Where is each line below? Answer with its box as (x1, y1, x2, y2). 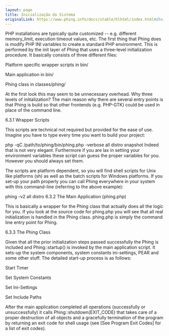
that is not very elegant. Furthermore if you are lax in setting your (5, 147, 140, 153)
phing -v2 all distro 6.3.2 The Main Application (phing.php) (5, 194, 127, 200)
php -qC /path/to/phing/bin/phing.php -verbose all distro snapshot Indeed (5, 142, 159, 148)
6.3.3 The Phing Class (5, 229, 51, 235)
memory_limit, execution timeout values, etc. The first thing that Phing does (5, 36, 161, 42)
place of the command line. (5, 107, 62, 114)
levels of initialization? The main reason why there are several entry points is (5, 96, 163, 102)
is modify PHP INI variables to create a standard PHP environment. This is (5, 41, 158, 47)
